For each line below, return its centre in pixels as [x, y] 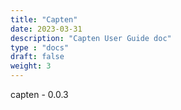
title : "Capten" [44, 19]
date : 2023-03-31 [46, 29]
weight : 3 [31, 66]
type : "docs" [40, 47]
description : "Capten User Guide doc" [91, 38]
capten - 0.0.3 [39, 94]
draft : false [37, 57]
